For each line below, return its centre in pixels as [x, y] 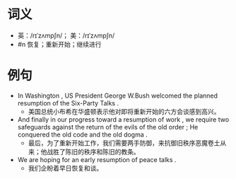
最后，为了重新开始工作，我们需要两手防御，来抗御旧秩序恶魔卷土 [124, 143]
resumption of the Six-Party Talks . [68, 103]
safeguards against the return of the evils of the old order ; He [108, 127]
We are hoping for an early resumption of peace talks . [97, 159]
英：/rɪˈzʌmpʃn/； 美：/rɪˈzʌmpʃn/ [66, 35]
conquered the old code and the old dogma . [83, 134]
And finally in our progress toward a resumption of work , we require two [123, 119]
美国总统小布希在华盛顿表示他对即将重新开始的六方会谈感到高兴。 [124, 111]
